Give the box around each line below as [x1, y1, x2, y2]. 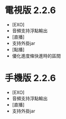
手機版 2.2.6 [5, 73, 56, 84]
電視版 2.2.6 [5, 5, 56, 16]
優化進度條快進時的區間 [12, 52, 61, 58]
